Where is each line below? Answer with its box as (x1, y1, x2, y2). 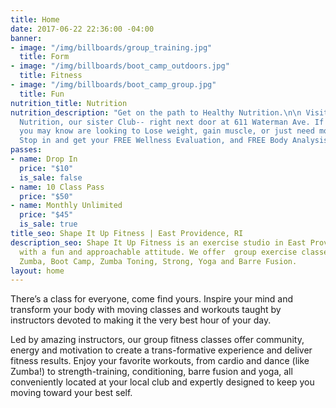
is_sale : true (19, 219, 78, 230)
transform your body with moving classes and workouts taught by (10, 304, 282, 316)
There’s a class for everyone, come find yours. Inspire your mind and (10, 293, 294, 305)
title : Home (10, 14, 60, 25)
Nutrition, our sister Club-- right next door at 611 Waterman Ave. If (19, 117, 325, 127)
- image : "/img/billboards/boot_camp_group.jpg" (10, 80, 217, 90)
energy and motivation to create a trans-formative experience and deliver (10, 344, 313, 356)
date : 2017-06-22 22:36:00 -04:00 (10, 24, 155, 34)
